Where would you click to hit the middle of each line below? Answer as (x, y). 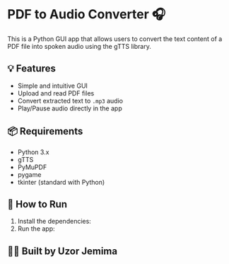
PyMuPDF (32, 167)
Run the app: (36, 229)
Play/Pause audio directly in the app (70, 108)
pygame (29, 174)
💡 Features (32, 69)
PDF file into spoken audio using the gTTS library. (80, 46)
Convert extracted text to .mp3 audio (70, 101)
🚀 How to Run (37, 204)
